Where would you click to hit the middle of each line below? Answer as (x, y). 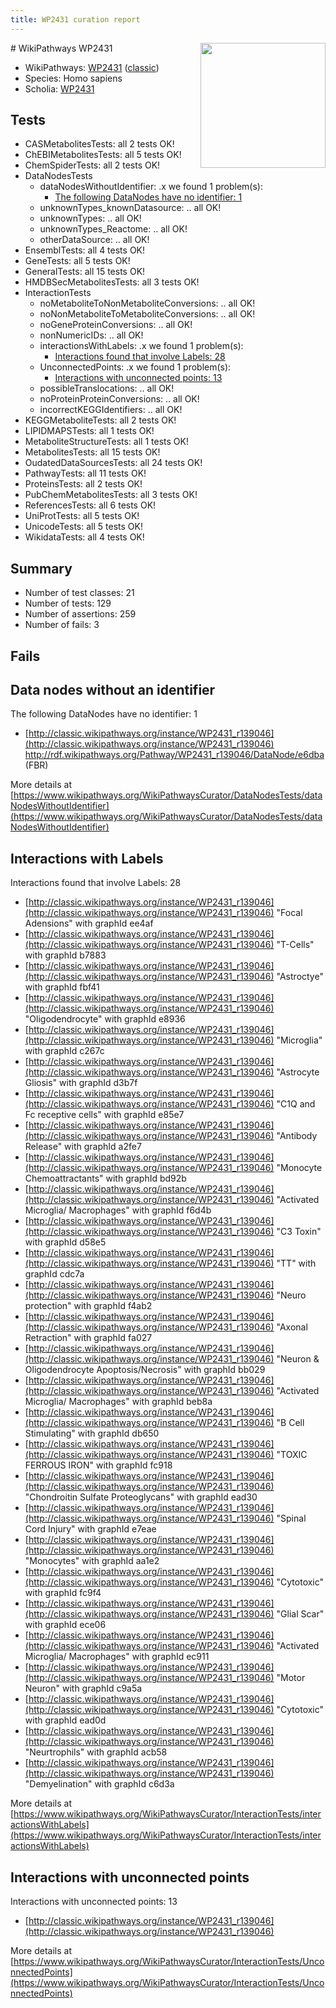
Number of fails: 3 (62, 625)
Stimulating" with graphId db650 (92, 1433)
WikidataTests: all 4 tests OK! (84, 537)
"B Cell (290, 1423)
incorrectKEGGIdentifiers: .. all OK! (111, 410)
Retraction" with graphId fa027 (88, 1338)
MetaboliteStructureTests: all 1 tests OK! (106, 442)
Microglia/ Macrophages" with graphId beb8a (118, 1402)
